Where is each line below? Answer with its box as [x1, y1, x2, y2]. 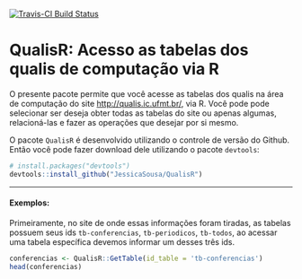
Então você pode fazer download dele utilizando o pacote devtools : [9, 144, 260, 154]
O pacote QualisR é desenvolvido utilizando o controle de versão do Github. [9, 135, 290, 145]
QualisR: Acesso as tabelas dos [9, 40, 249, 60]
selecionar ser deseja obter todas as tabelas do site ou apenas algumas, [9, 108, 277, 118]
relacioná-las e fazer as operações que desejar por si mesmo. [9, 117, 239, 127]
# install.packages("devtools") [9, 161, 130, 170]
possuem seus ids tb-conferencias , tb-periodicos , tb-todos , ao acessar [9, 227, 278, 238]
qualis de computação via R [9, 59, 220, 80]
